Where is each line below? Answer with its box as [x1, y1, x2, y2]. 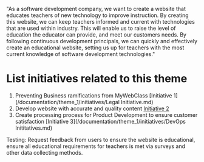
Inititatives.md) [15, 124, 53, 132]
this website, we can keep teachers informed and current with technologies [6, 18, 195, 25]
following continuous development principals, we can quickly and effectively [6, 38, 198, 44]
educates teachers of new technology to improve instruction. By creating [6, 12, 189, 19]
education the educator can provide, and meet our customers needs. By [6, 31, 187, 38]
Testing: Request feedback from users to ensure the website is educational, [6, 136, 195, 143]
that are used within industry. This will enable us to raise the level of [6, 24, 176, 32]
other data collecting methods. [6, 149, 83, 156]
